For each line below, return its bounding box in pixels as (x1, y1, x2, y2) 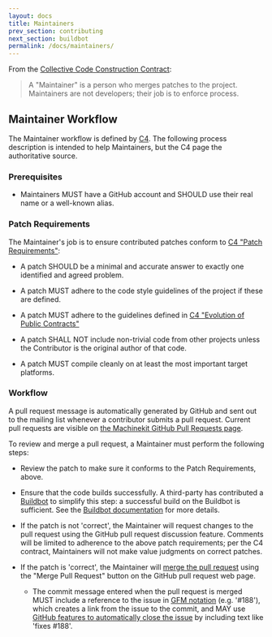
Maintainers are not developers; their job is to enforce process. (28, 88, 240, 98)
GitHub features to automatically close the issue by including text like (32, 612, 264, 622)
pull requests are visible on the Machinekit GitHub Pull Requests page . (8, 423, 244, 433)
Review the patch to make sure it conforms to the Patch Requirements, (19, 463, 257, 473)
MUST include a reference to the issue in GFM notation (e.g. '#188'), (32, 595, 261, 605)
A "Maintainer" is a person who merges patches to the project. (28, 80, 238, 90)
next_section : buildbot (8, 34, 89, 43)
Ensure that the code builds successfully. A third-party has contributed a (19, 488, 264, 497)
